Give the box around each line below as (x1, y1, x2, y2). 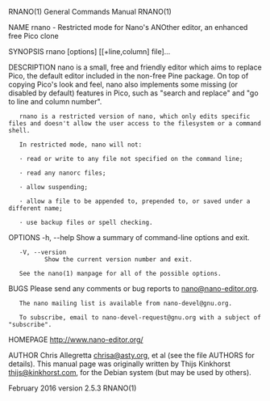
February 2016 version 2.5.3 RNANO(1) (8, 383, 137, 393)
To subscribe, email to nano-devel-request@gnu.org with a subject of (19, 314, 262, 322)
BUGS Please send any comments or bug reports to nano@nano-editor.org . (8, 284, 260, 293)
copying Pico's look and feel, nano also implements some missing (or (8, 80, 239, 89)
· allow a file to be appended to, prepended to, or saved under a (19, 197, 251, 205)
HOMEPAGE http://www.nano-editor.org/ (8, 335, 143, 344)
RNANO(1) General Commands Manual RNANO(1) (8, 7, 172, 16)
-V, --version (19, 248, 67, 256)
